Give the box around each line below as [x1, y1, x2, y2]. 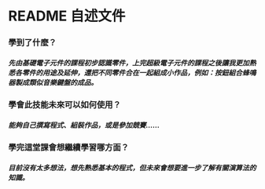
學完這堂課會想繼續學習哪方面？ [8, 142, 130, 153]
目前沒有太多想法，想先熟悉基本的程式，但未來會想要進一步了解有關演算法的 [8, 162, 256, 173]
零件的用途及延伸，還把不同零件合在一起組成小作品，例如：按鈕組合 [21, 67, 242, 77]
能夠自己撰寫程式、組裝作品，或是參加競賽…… [8, 120, 160, 129]
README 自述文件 [8, 7, 126, 25]
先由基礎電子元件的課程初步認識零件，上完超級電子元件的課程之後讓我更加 [8, 58, 249, 67]
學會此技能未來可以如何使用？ [8, 100, 122, 111]
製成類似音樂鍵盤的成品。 [14, 78, 98, 87]
